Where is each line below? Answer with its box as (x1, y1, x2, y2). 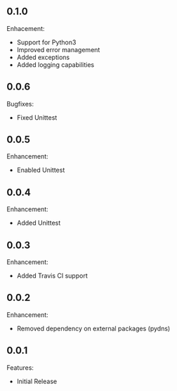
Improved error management (16, 45, 100, 54)
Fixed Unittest (16, 113, 58, 122)
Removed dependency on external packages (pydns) (16, 324, 171, 333)
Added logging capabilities (16, 60, 95, 69)
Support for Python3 (16, 38, 77, 46)
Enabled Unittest (16, 166, 65, 175)
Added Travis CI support (16, 271, 88, 280)
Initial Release (16, 377, 58, 385)
